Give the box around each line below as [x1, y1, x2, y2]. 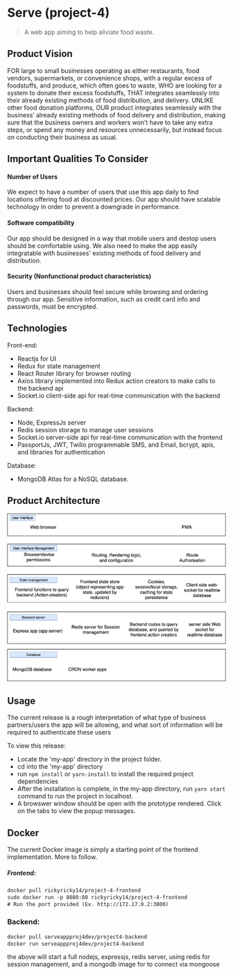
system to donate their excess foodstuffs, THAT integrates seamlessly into [7, 88, 220, 97]
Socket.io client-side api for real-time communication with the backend [17, 391, 221, 400]
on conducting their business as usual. [7, 133, 118, 141]
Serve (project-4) [7, 5, 110, 21]
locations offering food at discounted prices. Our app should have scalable [7, 195, 221, 204]
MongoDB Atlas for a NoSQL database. [17, 475, 129, 483]
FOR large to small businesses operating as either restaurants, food [7, 66, 200, 74]
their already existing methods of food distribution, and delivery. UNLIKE [7, 96, 214, 104]
